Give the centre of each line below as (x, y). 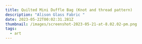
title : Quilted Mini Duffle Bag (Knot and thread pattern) (69, 10)
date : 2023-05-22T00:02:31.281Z (39, 19)
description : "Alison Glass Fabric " (45, 15)
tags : (11, 29)
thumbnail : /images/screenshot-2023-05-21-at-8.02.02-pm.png (71, 24)
